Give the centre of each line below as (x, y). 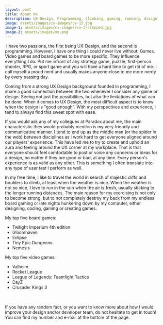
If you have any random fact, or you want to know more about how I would (79, 307)
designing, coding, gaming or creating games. (51, 208)
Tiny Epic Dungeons (32, 243)
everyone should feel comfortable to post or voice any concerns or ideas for (81, 153)
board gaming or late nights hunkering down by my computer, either (73, 203)
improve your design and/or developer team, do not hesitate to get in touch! (81, 312)
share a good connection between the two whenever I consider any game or (81, 91)
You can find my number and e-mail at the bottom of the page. (67, 317)
